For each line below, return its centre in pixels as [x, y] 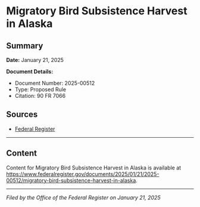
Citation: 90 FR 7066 [40, 96]
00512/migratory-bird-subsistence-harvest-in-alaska [71, 180]
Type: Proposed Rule [40, 89]
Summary [25, 46]
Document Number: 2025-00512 [55, 83]
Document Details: [30, 72]
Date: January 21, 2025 [35, 60]
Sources [22, 115]
